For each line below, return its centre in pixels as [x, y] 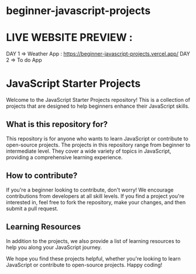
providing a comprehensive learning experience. [64, 157]
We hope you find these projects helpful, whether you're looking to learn [94, 258]
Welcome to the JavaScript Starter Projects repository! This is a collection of [98, 100]
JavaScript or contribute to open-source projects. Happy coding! [84, 265]
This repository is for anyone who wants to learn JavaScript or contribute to [97, 138]
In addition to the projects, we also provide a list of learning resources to [93, 241]
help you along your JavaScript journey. [54, 247]
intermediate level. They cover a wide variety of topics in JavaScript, [89, 151]
